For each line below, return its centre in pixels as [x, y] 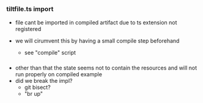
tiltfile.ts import [30, 9]
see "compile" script [50, 52]
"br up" [34, 93]
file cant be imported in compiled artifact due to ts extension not [96, 22]
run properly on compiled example [59, 74]
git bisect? [37, 87]
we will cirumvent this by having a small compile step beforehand [97, 41]
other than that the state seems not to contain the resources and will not [106, 68]
